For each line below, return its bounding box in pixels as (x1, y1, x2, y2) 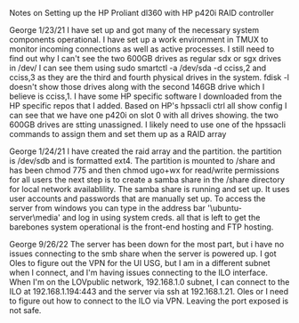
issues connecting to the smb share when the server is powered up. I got (9, 248, 278, 259)
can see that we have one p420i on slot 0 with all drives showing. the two (9, 110, 279, 120)
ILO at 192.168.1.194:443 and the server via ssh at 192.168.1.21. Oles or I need (9, 287, 289, 296)
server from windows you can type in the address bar (9, 203, 206, 213)
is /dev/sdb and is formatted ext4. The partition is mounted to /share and (9, 156, 276, 166)
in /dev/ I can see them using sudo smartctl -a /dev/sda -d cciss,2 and (9, 62, 267, 73)
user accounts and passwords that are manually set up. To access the (9, 193, 266, 204)
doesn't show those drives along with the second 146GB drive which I (9, 82, 265, 92)
